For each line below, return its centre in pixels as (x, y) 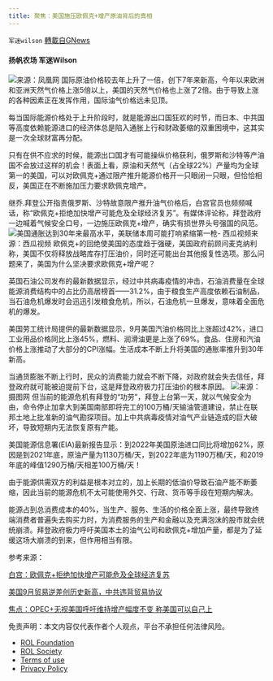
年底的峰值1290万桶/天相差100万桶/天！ (75, 465)
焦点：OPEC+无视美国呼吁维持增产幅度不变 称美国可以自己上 (110, 609)
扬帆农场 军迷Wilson (43, 60)
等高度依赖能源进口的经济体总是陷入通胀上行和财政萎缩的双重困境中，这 (129, 128)
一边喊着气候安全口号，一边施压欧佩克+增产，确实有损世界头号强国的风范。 (135, 223)
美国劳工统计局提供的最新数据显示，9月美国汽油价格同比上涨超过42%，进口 (136, 328)
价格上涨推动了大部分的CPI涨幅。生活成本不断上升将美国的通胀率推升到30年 (136, 349)
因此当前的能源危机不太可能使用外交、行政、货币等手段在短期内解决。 (140, 492)
